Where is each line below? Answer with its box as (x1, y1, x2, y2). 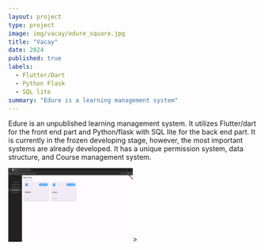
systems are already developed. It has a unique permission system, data (8, 144, 243, 153)
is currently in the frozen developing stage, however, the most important (8, 135, 243, 146)
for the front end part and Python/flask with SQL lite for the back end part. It (8, 127, 256, 137)
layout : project (8, 13, 62, 21)
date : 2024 (8, 46, 44, 55)
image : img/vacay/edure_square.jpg (8, 29, 126, 37)
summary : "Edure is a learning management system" (8, 96, 179, 104)
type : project (8, 21, 55, 29)
